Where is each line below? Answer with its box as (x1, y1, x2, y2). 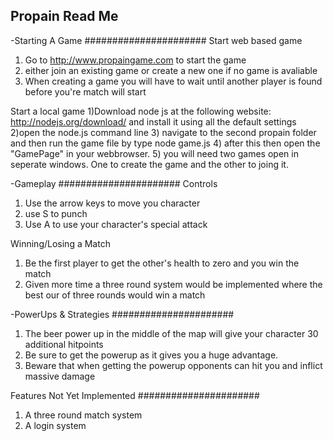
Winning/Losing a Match (10, 237, 111, 249)
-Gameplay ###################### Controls (10, 177, 218, 189)
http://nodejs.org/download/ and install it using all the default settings (10, 115, 297, 128)
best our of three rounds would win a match (24, 289, 206, 301)
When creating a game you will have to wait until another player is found (24, 75, 323, 87)
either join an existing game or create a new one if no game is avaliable (24, 64, 318, 76)
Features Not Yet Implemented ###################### (10, 389, 260, 401)
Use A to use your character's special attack (24, 218, 208, 230)
